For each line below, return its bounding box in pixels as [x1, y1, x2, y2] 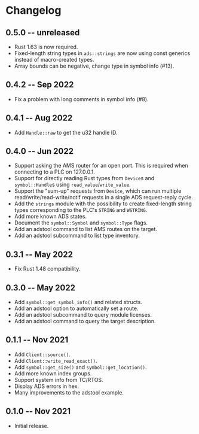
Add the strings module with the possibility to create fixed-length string [14, 200, 192, 207]
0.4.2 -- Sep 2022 [5, 80, 74, 90]
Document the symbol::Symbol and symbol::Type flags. [14, 219, 148, 226]
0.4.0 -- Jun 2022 [5, 146, 74, 156]
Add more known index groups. [14, 369, 92, 377]
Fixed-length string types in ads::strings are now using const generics [14, 50, 191, 57]
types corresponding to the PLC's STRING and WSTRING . [14, 207, 148, 214]
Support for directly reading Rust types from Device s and [14, 175, 155, 182]
